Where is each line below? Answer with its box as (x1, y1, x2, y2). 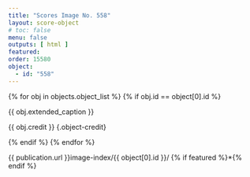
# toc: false (8, 26, 51, 34)
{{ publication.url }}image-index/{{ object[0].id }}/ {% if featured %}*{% (8, 153, 243, 162)
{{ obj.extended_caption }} (8, 107, 95, 116)
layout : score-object (8, 19, 80, 27)
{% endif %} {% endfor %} (8, 137, 95, 146)
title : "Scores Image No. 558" (8, 11, 111, 20)
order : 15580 (8, 56, 51, 64)
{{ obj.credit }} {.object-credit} (8, 122, 106, 131)
